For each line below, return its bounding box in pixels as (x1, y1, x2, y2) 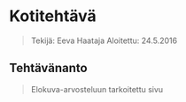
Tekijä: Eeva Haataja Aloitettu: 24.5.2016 (30, 35, 178, 46)
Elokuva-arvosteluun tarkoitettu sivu (30, 84, 164, 94)
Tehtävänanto (9, 61, 88, 76)
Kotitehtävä (9, 6, 97, 26)
